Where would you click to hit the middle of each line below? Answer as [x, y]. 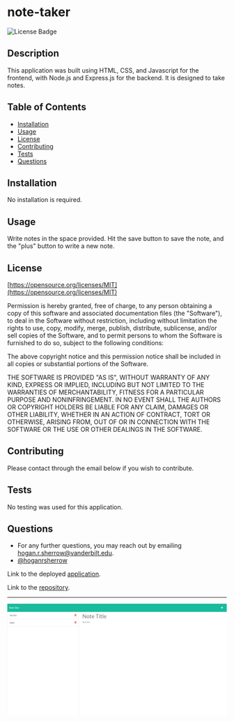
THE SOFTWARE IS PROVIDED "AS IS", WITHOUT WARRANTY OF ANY [109, 377]
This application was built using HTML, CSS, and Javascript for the [103, 70]
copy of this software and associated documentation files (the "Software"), [115, 313]
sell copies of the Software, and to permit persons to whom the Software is [115, 335]
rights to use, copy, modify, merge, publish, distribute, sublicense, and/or [112, 328]
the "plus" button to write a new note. [61, 246]
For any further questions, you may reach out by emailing [100, 546]
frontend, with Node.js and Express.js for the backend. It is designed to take [116, 78]
